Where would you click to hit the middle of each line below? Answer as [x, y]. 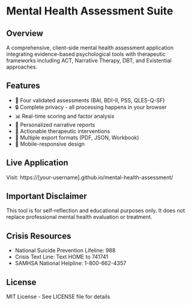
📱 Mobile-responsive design [50, 144]
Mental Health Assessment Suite [90, 11]
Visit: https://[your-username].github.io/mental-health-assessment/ [90, 177]
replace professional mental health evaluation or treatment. [79, 217]
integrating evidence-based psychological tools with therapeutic [86, 54]
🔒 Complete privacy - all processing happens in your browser [91, 107]
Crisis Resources [39, 236]
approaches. [22, 67]
